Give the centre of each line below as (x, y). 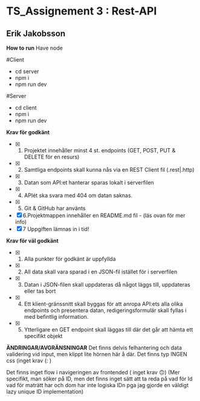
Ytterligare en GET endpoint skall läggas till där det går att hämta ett (108, 330)
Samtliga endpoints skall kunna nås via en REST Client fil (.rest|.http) (109, 170)
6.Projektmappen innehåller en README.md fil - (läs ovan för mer (104, 215)
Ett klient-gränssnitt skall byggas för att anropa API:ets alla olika (103, 304)
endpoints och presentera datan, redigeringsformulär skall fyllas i (105, 310)
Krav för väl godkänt (32, 241)
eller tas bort (40, 291)
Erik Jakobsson (36, 34)
